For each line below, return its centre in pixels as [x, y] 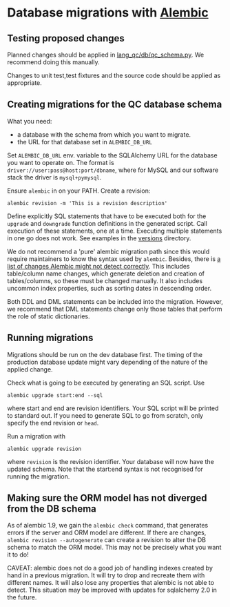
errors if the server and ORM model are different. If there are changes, [107, 532]
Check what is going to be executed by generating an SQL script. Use [106, 383]
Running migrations [50, 338]
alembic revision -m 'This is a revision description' [87, 203]
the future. [22, 597]
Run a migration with [36, 436]
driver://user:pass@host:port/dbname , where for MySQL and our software [113, 170]
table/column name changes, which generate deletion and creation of [106, 273]
